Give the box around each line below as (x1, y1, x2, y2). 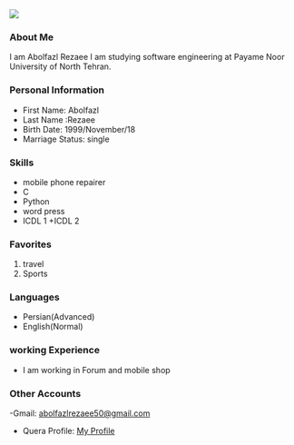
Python (22, 195, 50, 207)
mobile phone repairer (22, 176, 106, 187)
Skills (9, 156, 34, 169)
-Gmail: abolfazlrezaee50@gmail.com (9, 408, 151, 419)
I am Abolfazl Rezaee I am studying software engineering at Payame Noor (9, 52, 285, 63)
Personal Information (9, 84, 104, 96)
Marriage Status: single (22, 133, 111, 144)
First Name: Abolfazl (22, 104, 100, 115)
